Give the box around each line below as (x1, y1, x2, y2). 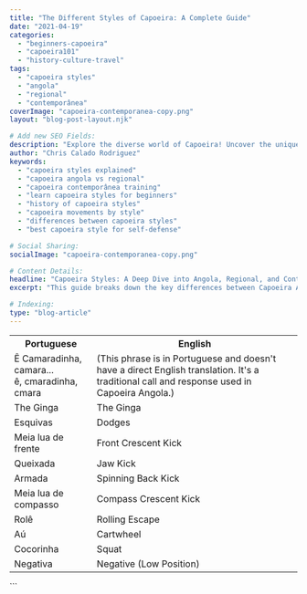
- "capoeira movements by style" (17, 208, 145, 217)
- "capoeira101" (17, 47, 79, 57)
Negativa (14, 558, 53, 570)
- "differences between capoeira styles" (17, 216, 178, 225)
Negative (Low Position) (96, 558, 200, 570)
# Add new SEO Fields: (9, 131, 96, 141)
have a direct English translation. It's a (96, 363, 259, 376)
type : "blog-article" (9, 308, 92, 318)
